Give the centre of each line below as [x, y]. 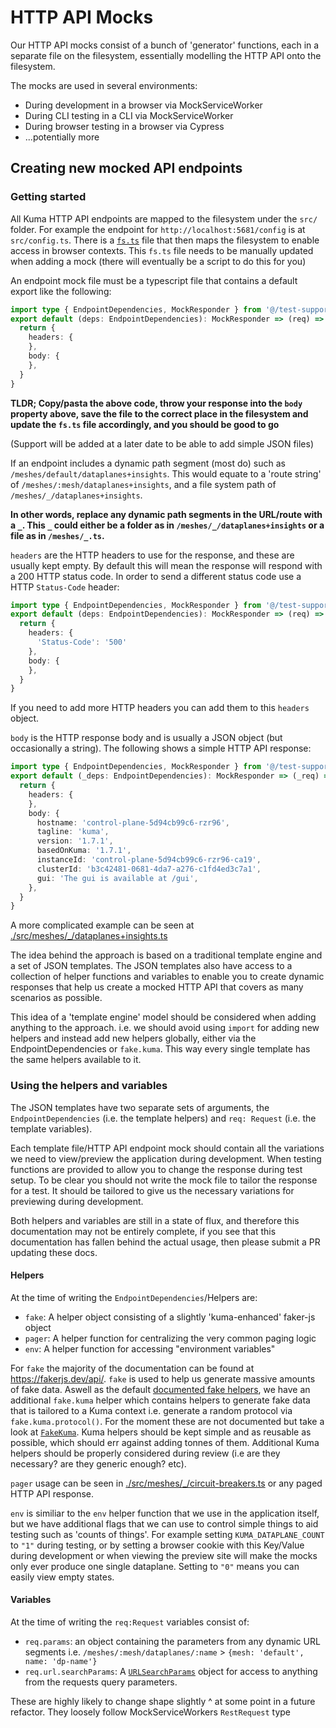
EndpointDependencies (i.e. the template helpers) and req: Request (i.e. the [163, 1118]
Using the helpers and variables [89, 1086]
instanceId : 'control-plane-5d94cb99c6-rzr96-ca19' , [149, 860]
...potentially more [62, 137]
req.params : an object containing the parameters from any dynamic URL [172, 1641]
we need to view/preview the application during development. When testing [166, 1158]
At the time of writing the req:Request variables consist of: [130, 1622]
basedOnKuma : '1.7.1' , [84, 851]
